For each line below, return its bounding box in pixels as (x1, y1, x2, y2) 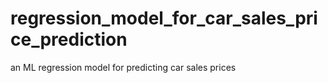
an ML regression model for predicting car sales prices (10, 61, 237, 73)
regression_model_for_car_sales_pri (10, 7, 318, 30)
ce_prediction (10, 28, 128, 51)
